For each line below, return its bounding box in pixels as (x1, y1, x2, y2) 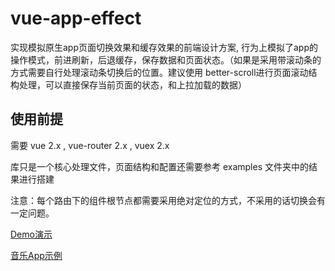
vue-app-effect (10, 7, 142, 30)
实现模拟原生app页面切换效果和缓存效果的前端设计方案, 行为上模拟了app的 (10, 41, 318, 53)
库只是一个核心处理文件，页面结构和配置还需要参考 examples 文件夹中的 (10, 160, 310, 172)
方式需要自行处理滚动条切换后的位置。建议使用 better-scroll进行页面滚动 (10, 66, 309, 78)
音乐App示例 (10, 249, 63, 261)
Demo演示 (10, 228, 53, 240)
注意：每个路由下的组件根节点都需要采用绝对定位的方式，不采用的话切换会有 (10, 194, 326, 206)
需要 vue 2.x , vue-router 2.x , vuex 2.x (10, 139, 170, 151)
